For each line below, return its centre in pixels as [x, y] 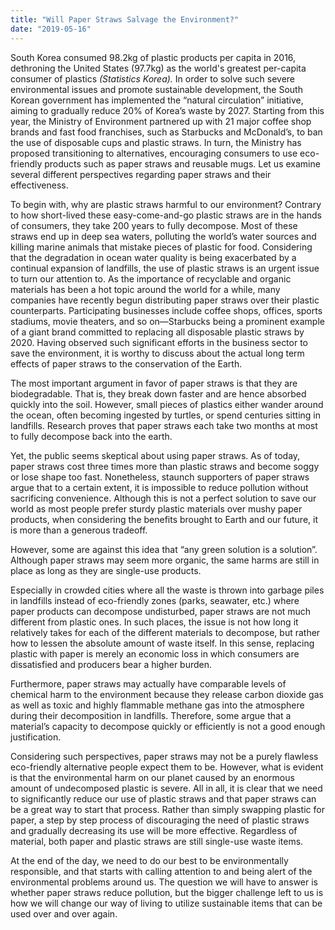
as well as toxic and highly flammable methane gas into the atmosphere [157, 705]
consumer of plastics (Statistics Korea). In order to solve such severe [153, 78]
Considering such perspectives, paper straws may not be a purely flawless [164, 756]
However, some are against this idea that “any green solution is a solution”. [164, 549]
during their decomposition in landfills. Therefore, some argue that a [151, 715]
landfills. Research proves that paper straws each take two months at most [164, 425]
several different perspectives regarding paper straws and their [141, 174]
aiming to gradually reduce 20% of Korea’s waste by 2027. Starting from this [167, 110]
